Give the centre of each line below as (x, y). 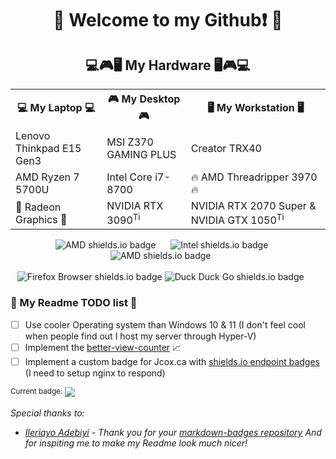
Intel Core (129, 177)
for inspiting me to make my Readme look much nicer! (136, 443)
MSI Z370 (130, 142)
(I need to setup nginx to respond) (95, 373)
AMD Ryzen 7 (47, 177)
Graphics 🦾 (41, 219)
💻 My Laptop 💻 (56, 107)
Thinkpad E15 (48, 148)
